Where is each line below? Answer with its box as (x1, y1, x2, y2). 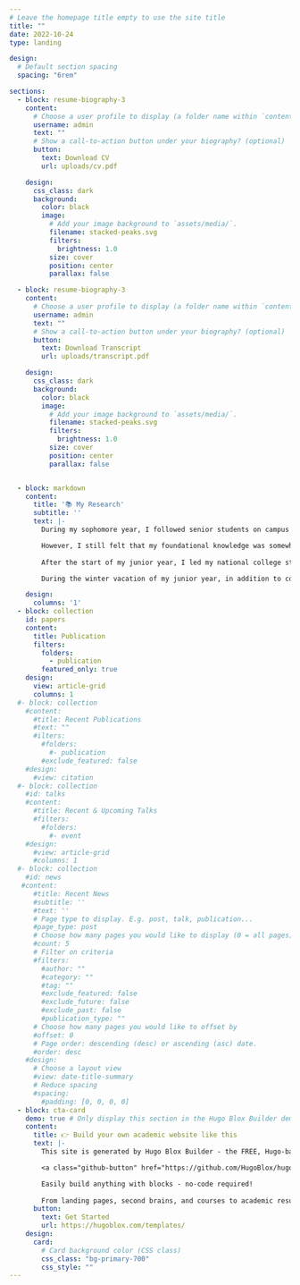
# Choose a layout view (32, 1064, 122, 1073)
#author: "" (41, 964, 87, 973)
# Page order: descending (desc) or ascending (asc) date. (32, 1039, 257, 1048)
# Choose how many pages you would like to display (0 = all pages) (32, 931, 294, 940)
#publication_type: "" (41, 1014, 126, 1023)
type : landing (9, 38, 62, 47)
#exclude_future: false (41, 998, 129, 1007)
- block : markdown (17, 484, 87, 493)
